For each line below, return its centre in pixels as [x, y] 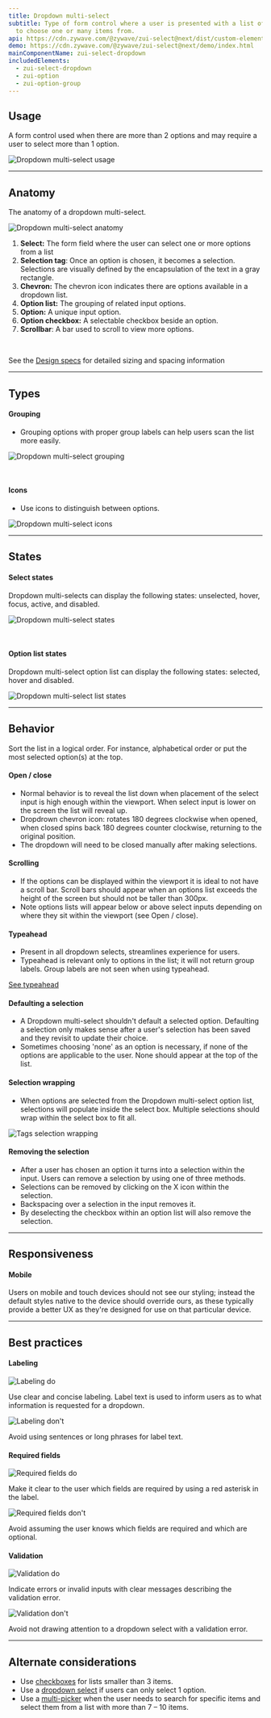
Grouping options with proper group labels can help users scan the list [137, 432]
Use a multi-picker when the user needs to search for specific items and [140, 1699]
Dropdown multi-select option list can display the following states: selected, [134, 672]
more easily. [40, 440]
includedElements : [39, 61]
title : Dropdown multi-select [59, 16]
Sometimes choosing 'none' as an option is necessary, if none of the [134, 1047]
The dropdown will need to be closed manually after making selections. [138, 844]
